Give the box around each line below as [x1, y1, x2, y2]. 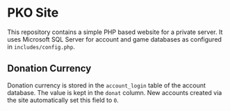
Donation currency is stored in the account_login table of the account [7, 81, 206, 89]
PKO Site [7, 5, 59, 21]
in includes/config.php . [7, 42, 75, 51]
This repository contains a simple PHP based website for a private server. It [7, 28, 223, 36]
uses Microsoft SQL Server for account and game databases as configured [7, 35, 222, 43]
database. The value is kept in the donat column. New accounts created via [7, 88, 222, 96]
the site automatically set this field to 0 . [7, 96, 120, 104]
